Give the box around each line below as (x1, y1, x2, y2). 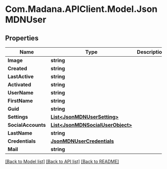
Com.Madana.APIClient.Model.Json (5, 3, 158, 15)
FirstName (7, 97, 33, 104)
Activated (7, 81, 31, 88)
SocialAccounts (7, 122, 46, 128)
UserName (7, 89, 34, 96)
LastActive (7, 73, 34, 80)
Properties (5, 34, 39, 42)
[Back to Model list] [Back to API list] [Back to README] (5, 159, 119, 165)
